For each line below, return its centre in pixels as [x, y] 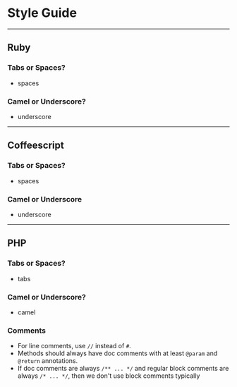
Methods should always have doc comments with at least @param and [117, 353]
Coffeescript [36, 146]
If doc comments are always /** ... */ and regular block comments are [123, 369]
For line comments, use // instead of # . [74, 346]
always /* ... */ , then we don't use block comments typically [109, 376]
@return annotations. [48, 361]
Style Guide [42, 13]
